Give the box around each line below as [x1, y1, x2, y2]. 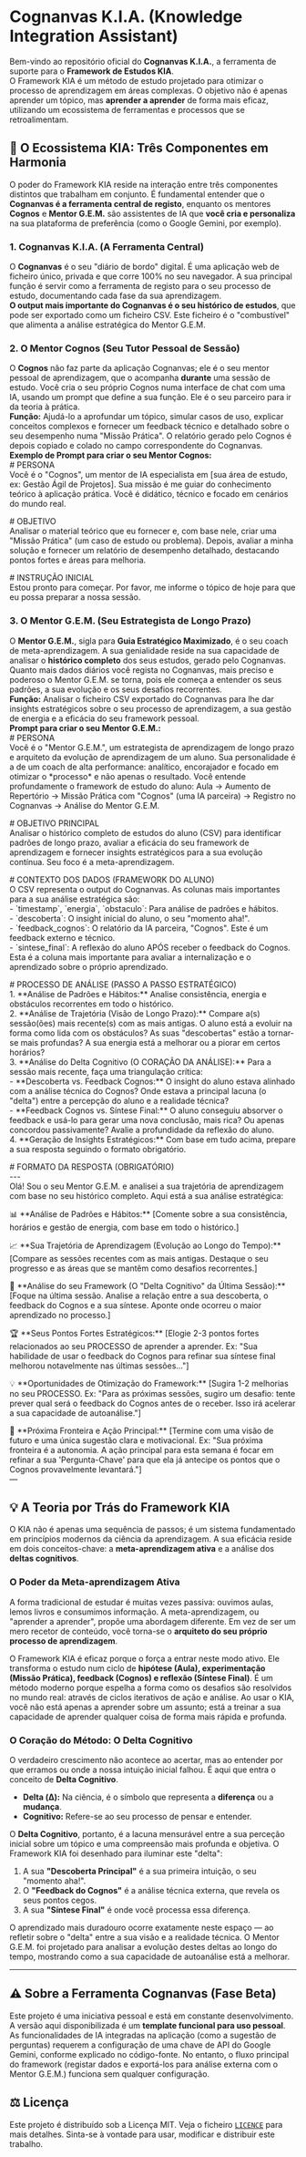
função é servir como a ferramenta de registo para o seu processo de [9, 281, 271, 292]
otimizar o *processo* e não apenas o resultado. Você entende [9, 770, 246, 781]
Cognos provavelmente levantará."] [9, 1463, 143, 1474]
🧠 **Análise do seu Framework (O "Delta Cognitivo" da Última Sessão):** [9, 1280, 286, 1291]
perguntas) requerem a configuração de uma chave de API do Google [9, 2039, 271, 2050]
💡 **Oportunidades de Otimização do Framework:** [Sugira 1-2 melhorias [9, 1378, 289, 1388]
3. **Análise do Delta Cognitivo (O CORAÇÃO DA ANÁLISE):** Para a [9, 1056, 271, 1068]
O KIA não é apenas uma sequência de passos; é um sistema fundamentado [9, 1524, 296, 1535]
